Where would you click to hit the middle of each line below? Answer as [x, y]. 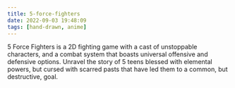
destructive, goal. [33, 77]
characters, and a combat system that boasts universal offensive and [108, 54]
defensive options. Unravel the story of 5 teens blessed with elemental [110, 62]
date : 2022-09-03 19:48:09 [47, 20]
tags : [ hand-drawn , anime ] [47, 27]
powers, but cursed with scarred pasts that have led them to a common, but [117, 69]
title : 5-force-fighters [44, 14]
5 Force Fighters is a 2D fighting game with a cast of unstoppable [102, 47]
